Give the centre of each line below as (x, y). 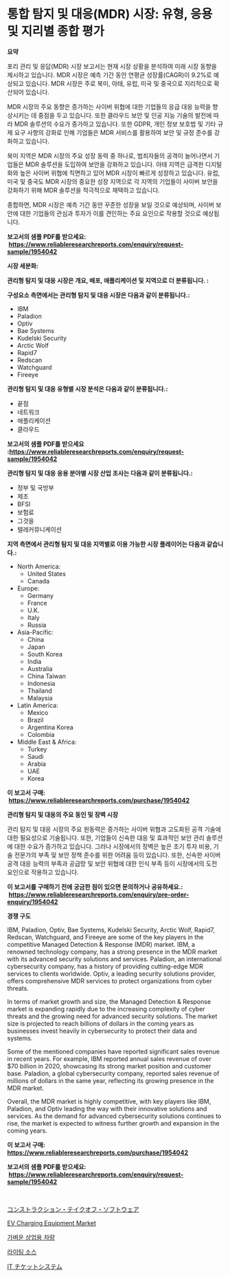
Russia (37, 625)
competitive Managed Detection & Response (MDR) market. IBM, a (101, 944)
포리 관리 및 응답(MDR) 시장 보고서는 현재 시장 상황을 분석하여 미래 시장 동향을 (112, 66)
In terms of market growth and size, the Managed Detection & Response (109, 1001)
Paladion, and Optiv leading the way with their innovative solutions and (107, 1108)
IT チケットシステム (35, 1266)
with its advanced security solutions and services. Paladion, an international (114, 959)
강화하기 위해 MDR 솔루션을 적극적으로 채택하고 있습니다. (83, 190)
